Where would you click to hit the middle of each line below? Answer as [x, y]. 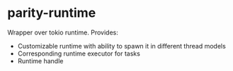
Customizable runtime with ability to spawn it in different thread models [122, 46]
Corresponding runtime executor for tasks [79, 53]
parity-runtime [52, 13]
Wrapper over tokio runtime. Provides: [63, 32]
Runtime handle [40, 60]
